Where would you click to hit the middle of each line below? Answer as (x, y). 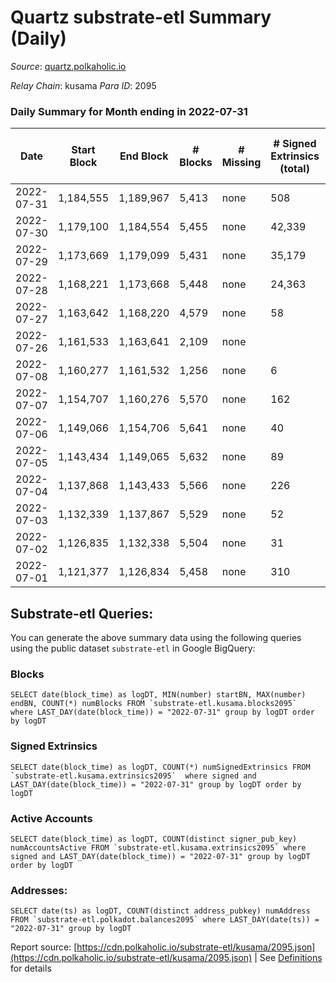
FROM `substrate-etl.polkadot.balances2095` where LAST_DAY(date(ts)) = (165, 920)
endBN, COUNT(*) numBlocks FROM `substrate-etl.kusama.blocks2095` (154, 704)
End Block (144, 156)
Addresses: (39, 890)
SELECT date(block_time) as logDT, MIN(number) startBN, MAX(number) (158, 695)
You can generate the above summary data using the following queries (156, 638)
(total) (294, 169)
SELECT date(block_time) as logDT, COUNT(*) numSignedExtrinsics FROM (160, 767)
